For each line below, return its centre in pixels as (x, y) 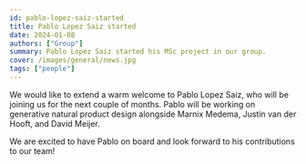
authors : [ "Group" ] (46, 43)
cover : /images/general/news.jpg (73, 60)
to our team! (32, 150)
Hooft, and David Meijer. (55, 123)
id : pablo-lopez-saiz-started (67, 18)
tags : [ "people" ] (42, 69)
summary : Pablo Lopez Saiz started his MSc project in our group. (138, 52)
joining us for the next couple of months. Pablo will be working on (133, 104)
